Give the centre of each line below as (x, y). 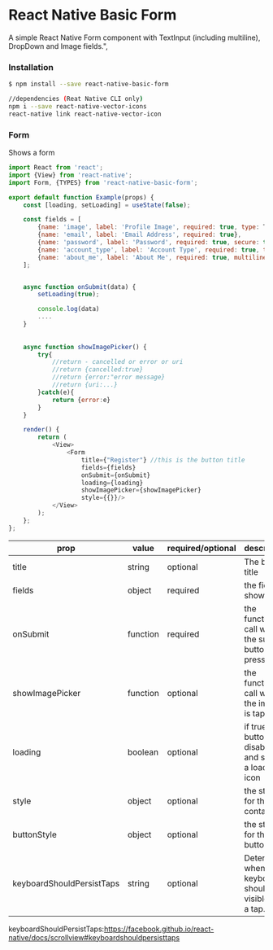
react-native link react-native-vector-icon (85, 114)
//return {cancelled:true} (97, 370)
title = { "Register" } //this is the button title (163, 460)
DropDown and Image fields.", (58, 46)
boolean (143, 752)
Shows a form (32, 153)
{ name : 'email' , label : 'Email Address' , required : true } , (140, 235)
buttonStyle (35, 834)
